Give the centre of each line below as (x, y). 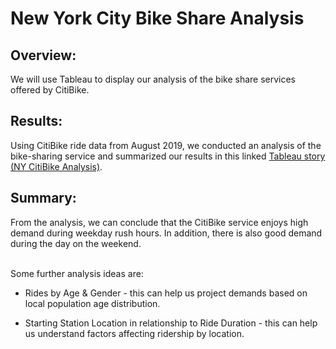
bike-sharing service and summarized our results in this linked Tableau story (168, 156)
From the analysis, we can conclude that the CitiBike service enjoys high (159, 222)
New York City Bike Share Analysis (157, 18)
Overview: (43, 55)
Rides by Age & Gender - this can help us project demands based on (166, 293)
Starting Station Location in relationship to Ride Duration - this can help (171, 323)
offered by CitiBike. (50, 90)
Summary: (43, 198)
